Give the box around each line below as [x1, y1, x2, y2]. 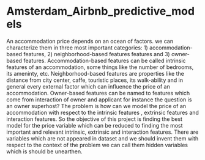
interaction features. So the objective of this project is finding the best [6, 115, 182, 123]
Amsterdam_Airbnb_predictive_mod [6, 4, 195, 18]
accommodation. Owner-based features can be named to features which [6, 89, 190, 96]
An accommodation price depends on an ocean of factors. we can [6, 37, 173, 45]
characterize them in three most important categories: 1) [6, 44, 148, 51]
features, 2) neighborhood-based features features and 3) [23, 50, 170, 57]
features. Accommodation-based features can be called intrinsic [23, 57, 186, 64]
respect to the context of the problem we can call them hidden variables [6, 141, 188, 148]
